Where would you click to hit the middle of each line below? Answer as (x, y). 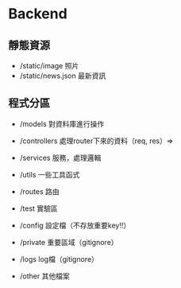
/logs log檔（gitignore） (59, 259)
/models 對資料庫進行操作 (62, 123)
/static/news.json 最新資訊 (63, 76)
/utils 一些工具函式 (50, 174)
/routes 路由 (39, 191)
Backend (38, 14)
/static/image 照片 (49, 66)
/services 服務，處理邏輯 (60, 158)
